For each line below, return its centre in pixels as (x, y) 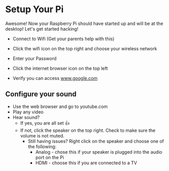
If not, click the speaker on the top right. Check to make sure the (88, 130)
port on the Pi (50, 157)
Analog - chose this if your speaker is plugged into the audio (99, 152)
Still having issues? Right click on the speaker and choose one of (96, 141)
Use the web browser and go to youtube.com (60, 106)
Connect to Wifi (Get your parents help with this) (63, 39)
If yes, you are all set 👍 (45, 123)
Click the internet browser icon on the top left (60, 68)
